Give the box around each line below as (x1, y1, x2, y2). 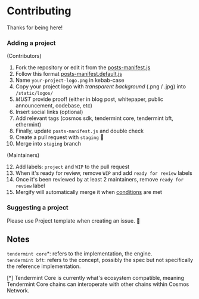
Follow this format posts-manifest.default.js (15, 70, 123, 78)
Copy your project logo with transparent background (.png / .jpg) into (15, 83, 186, 90)
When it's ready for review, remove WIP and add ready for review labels (15, 169, 192, 177)
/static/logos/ (15, 91, 54, 97)
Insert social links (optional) (15, 109, 83, 116)
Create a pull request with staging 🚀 (15, 134, 104, 141)
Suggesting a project (7, 204, 69, 212)
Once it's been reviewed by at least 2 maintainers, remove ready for (15, 176, 184, 183)
